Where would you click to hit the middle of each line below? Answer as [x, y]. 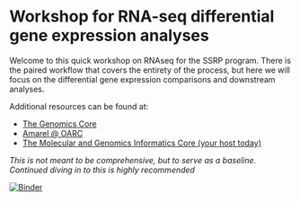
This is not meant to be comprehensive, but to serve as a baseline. [133, 160]
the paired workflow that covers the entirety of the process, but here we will [150, 70]
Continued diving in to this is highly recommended [102, 170]
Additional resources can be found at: [79, 106]
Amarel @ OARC [53, 133]
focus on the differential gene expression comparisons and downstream [142, 79]
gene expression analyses [109, 35]
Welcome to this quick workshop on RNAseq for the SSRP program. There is [150, 60]
